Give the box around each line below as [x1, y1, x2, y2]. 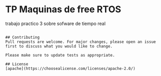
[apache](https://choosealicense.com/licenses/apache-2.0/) [5, 66, 136, 71]
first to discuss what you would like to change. [5, 43, 113, 49]
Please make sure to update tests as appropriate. [5, 53, 115, 58]
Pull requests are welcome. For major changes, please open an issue [5, 39, 156, 44]
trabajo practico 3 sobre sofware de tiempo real [5, 20, 106, 27]
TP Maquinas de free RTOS [5, 4, 121, 15]
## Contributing [5, 35, 40, 40]
